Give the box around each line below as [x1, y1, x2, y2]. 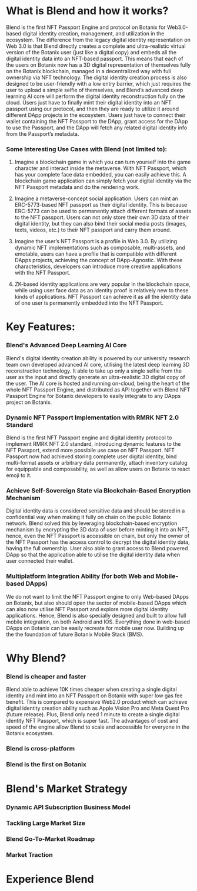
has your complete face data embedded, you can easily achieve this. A [14, 171, 186, 178]
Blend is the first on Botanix [6, 760, 87, 768]
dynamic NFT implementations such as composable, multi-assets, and [14, 244, 185, 252]
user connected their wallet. [6, 557, 74, 564]
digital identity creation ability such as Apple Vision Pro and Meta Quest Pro [6, 704, 189, 712]
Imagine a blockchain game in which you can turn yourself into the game [14, 158, 191, 166]
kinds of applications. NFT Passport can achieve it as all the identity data [14, 293, 191, 301]
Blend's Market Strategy [6, 782, 128, 795]
